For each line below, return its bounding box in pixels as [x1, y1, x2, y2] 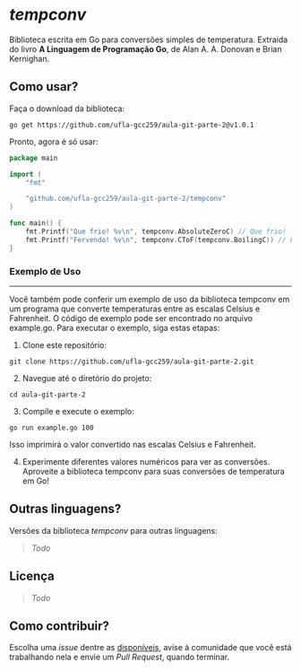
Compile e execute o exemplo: [21, 405, 134, 416]
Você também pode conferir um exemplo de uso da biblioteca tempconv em [9, 293, 290, 304]
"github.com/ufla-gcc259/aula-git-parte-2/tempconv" [25, 194, 227, 204]
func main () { [9, 219, 63, 228]
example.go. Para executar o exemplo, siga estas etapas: [9, 322, 220, 333]
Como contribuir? [9, 618, 110, 633]
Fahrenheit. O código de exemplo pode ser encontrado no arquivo [9, 312, 254, 323]
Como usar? [9, 79, 79, 94]
